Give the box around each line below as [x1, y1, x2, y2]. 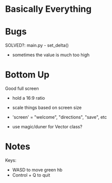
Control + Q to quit [12, 172, 50, 178]
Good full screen [5, 85, 39, 92]
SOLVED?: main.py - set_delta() [5, 42, 69, 48]
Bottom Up [5, 69, 50, 80]
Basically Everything [5, 3, 92, 15]
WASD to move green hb [12, 167, 63, 173]
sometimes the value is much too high [12, 52, 90, 58]
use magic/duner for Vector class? [12, 124, 82, 130]
